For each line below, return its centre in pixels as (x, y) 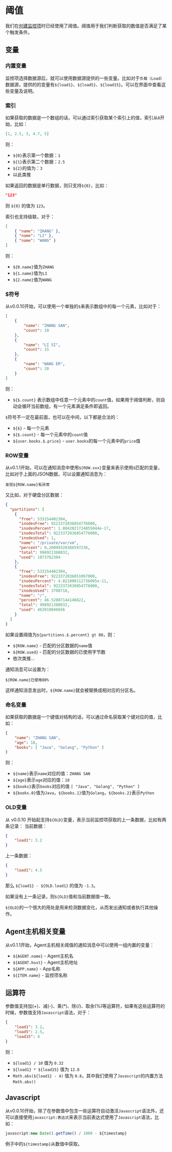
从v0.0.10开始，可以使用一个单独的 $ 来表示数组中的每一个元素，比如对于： (83, 306)
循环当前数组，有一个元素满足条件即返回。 (67, 406)
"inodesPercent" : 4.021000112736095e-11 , (64, 581)
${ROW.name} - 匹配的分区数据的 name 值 (52, 645)
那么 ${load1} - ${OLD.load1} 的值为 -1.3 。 (52, 885)
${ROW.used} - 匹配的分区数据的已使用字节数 (59, 652)
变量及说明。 (23, 91)
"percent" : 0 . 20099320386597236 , (55, 547)
